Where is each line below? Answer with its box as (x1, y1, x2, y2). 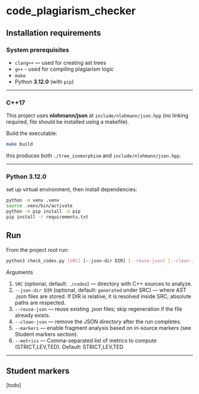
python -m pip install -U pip (6, 209, 81, 215)
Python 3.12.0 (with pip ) (14, 78, 74, 85)
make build (6, 141, 33, 147)
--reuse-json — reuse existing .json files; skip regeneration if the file (14, 305, 182, 313)
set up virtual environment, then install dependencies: (6, 186, 137, 193)
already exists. (14, 311, 50, 319)
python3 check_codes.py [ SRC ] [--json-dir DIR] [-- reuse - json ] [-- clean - (6, 257, 192, 264)
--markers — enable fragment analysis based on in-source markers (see (14, 324, 191, 331)
